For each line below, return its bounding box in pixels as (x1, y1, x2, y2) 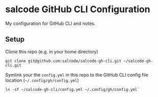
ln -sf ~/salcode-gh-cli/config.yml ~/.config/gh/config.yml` (5, 87, 140, 92)
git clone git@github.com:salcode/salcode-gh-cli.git (5, 58, 122, 63)
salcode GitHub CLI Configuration (5, 4, 150, 15)
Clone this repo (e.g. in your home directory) (5, 48, 99, 54)
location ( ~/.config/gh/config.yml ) (5, 77, 79, 83)
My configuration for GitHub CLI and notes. (5, 20, 96, 26)
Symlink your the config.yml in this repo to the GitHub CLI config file (5, 72, 149, 78)
